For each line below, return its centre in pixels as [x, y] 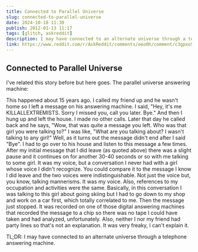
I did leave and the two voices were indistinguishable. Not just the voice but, [98, 175]
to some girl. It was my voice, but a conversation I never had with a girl [92, 163]
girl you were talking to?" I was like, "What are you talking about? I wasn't [95, 131]
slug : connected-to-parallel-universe [54, 17]
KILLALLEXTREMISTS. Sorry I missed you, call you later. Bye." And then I [94, 112]
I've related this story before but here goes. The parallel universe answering [98, 82]
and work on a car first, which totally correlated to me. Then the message [95, 200]
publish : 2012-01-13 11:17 [39, 28]
